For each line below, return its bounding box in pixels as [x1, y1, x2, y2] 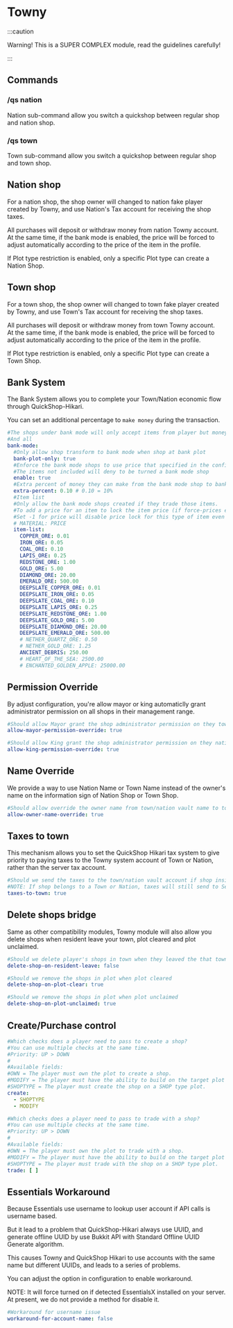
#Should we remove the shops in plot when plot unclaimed [7, 994, 178, 1001]
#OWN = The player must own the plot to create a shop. [7, 1070, 172, 1078]
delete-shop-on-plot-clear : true [7, 981, 104, 988]
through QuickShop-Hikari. [7, 403, 85, 411]
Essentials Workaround [7, 1186, 111, 1198]
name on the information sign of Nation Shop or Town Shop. [7, 791, 179, 800]
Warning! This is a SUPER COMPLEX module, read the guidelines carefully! [7, 40, 221, 49]
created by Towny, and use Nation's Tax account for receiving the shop [7, 204, 212, 213]
